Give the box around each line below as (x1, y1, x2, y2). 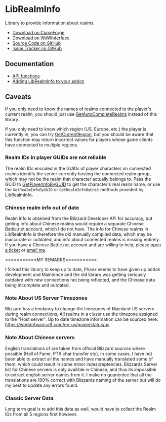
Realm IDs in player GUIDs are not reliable (5, 154, 106, 161)
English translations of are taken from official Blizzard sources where (5, 345, 145, 351)
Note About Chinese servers (5, 334, 75, 341)
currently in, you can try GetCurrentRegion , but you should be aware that (5, 131, 154, 137)
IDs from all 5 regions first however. (5, 411, 78, 418)
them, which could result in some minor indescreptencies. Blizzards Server (5, 361, 158, 367)
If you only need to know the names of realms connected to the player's (5, 106, 152, 112)
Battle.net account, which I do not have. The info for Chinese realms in (5, 226, 149, 232)
